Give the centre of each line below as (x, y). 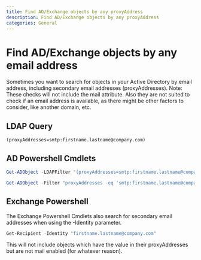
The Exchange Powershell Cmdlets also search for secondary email (89, 216)
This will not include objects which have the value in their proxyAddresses (97, 245)
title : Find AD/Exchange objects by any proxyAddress (75, 12)
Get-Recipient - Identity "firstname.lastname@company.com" (81, 233)
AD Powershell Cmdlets (51, 158)
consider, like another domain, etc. (49, 107)
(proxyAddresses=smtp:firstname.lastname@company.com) (76, 140)
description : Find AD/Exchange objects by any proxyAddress (83, 17)
